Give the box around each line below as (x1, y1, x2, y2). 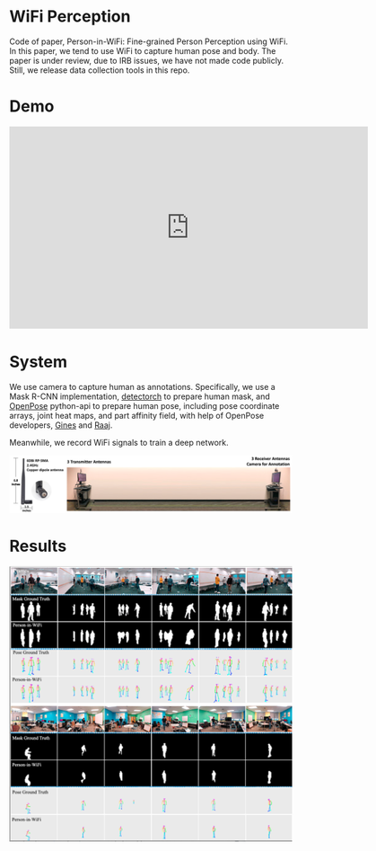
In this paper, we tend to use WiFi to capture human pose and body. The (9, 45, 276, 56)
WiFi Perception (9, 6, 131, 27)
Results (9, 536, 67, 556)
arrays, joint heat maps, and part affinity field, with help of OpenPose (9, 410, 265, 421)
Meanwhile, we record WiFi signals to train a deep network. (9, 437, 229, 448)
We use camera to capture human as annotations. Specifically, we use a (9, 381, 275, 392)
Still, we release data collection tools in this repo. (9, 65, 190, 75)
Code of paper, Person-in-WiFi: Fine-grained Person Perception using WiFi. (9, 36, 289, 47)
